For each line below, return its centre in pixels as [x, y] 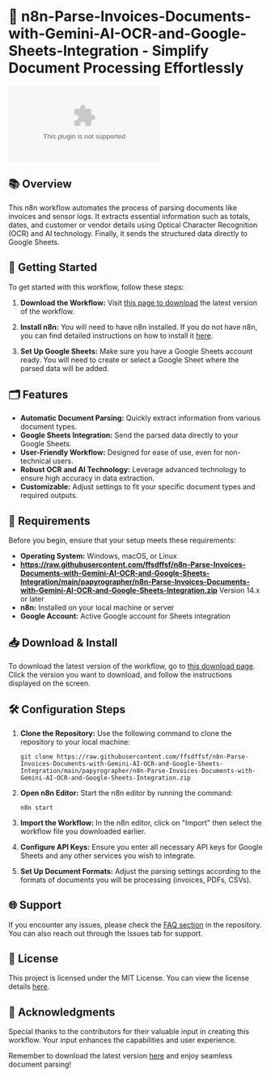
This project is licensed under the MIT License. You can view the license [129, 978]
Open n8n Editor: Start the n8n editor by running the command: [126, 792]
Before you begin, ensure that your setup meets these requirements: [122, 540]
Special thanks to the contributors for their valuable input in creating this [129, 1032]
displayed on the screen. [49, 683]
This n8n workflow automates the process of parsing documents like [123, 207]
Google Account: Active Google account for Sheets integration [125, 616]
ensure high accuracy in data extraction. [87, 478]
